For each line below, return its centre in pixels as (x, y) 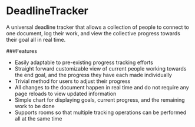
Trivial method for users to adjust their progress (72, 81)
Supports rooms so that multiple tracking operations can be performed (100, 112)
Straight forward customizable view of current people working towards (100, 68)
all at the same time (38, 118)
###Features (22, 51)
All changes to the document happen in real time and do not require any (102, 87)
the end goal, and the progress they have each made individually (93, 75)
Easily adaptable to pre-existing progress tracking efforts (84, 62)
